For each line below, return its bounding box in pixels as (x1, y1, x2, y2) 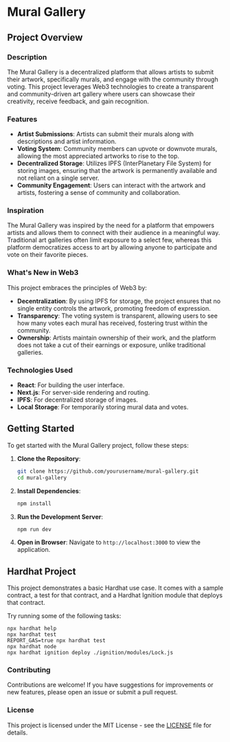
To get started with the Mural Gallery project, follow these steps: (7, 441, 189, 449)
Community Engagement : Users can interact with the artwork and (16, 181, 206, 189)
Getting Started (7, 423, 75, 435)
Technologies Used (7, 365, 73, 375)
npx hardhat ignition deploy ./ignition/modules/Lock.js (7, 649, 174, 657)
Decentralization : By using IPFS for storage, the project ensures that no (16, 297, 221, 305)
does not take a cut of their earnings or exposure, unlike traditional (16, 340, 206, 349)
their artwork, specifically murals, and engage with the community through (7, 75, 218, 83)
